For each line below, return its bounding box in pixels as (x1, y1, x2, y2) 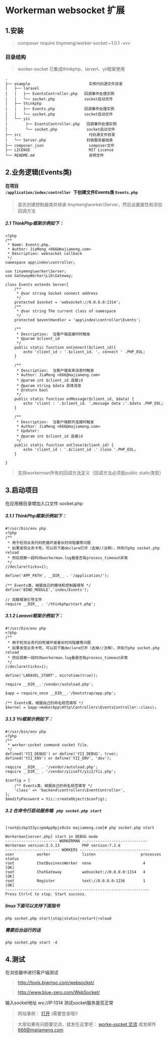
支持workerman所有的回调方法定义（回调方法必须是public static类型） (17, 470, 164, 476)
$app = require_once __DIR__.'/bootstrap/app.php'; (5, 691, 116, 696)
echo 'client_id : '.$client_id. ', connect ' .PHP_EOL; (23, 349, 145, 354)
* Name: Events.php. (7, 242, 51, 247)
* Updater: (16, 428, 39, 433)
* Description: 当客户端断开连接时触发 (16, 419, 94, 425)
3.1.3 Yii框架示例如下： (5, 716, 53, 722)
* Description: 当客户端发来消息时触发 (16, 368, 94, 373)
